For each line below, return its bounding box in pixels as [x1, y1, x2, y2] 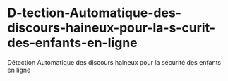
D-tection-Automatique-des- [7, 5, 182, 21]
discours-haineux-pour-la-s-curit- [7, 20, 216, 36]
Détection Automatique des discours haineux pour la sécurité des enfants [7, 58, 222, 66]
